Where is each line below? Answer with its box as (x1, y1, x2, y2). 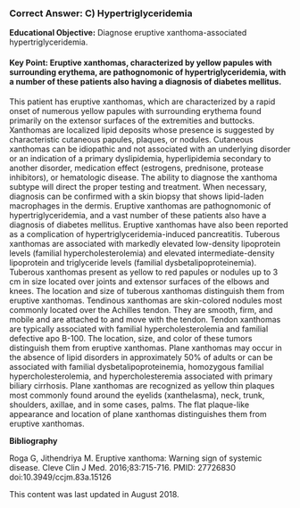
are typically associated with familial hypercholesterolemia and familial (9, 324, 269, 334)
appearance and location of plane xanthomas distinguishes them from (9, 408, 267, 419)
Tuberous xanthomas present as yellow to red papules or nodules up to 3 (9, 266, 279, 277)
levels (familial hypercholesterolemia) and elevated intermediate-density (9, 248, 275, 258)
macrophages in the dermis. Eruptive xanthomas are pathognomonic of (9, 200, 271, 211)
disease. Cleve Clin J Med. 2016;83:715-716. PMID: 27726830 (9, 462, 237, 472)
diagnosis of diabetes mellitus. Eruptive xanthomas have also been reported (9, 219, 288, 230)
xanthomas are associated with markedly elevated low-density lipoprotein (9, 238, 281, 249)
